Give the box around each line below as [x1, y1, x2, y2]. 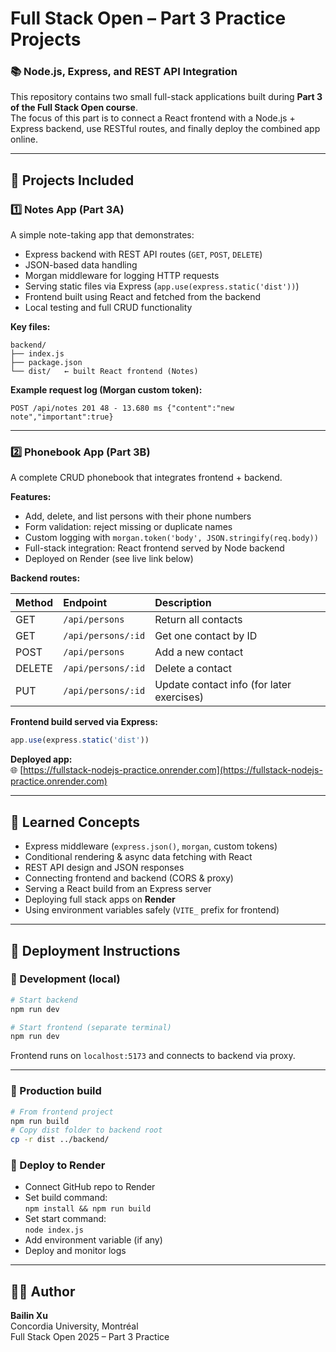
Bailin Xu [10, 1310, 48, 1322]
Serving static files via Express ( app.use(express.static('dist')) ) [24, 280, 300, 292]
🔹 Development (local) [10, 972, 121, 986]
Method [15, 596, 54, 610]
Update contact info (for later [154, 678, 292, 692]
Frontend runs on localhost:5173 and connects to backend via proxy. [10, 1050, 296, 1062]
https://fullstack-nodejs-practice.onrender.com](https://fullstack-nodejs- [23, 764, 323, 776]
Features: [10, 491, 52, 503]
